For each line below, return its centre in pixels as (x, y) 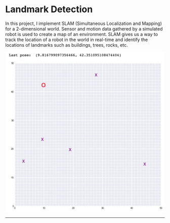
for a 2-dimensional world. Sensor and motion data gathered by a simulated (84, 28)
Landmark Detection (49, 9)
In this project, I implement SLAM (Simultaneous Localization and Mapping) (83, 23)
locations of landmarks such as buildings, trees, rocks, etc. (67, 45)
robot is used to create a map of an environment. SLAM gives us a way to (82, 34)
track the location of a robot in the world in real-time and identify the (77, 40)
